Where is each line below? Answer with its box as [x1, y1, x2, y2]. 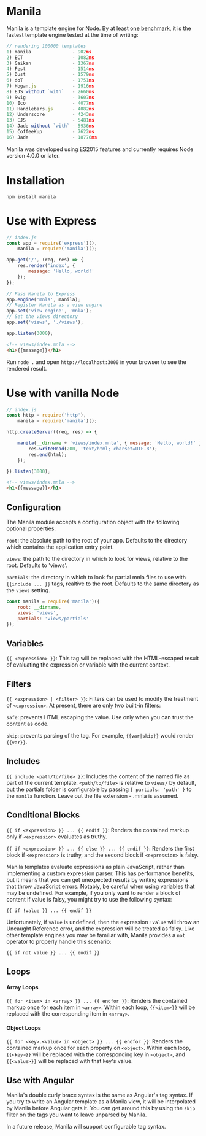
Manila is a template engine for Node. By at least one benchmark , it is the [6, 25, 191, 32]
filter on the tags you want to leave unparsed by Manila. [6, 1111, 147, 1118]
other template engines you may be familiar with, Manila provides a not [6, 931, 186, 938]
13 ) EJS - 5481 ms [6, 117, 95, 123]
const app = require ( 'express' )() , [6, 240, 97, 246]
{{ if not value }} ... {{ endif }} [6, 949, 100, 956]
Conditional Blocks [6, 810, 80, 821]
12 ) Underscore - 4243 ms [6, 112, 95, 118]
